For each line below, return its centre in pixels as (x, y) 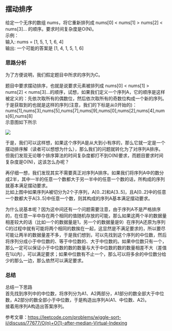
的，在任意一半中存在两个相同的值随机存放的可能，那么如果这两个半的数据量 (86, 216)
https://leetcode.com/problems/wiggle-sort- (74, 317)
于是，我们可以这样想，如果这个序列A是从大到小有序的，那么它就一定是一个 (85, 143)
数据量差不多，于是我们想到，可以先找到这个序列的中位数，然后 (99, 235)
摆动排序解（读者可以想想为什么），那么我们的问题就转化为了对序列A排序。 (84, 149)
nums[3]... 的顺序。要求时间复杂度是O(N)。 (51, 29)
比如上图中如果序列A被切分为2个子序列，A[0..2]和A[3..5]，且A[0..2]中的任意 (86, 192)
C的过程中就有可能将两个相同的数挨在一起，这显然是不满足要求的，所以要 (83, 229)
